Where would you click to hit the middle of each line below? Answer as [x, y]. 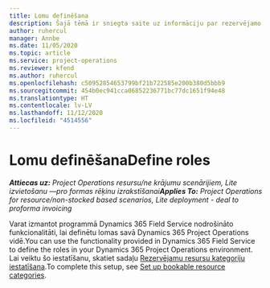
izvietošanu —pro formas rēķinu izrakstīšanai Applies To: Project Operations [136, 191]
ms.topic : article [40, 53]
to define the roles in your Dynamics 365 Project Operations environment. [131, 249]
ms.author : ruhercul [44, 76]
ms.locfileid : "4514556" [51, 121]
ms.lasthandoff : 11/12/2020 [56, 113]
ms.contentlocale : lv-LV [51, 105]
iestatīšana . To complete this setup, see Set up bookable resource [117, 266]
